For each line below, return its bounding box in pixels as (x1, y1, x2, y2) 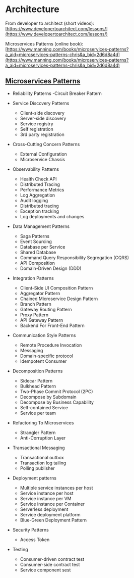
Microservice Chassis (20, 156, 65, 162)
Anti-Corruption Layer (20, 435, 66, 441)
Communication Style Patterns (12, 332, 76, 338)
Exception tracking (20, 208, 59, 214)
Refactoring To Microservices (12, 419, 74, 425)
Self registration (20, 126, 54, 132)
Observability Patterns (12, 166, 59, 172)
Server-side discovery (20, 115, 66, 121)
